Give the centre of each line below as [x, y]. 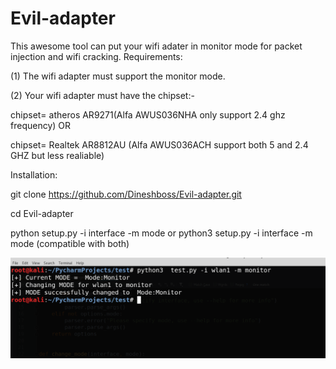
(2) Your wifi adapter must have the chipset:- [102, 95]
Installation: [34, 174]
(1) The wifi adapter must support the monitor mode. [118, 76]
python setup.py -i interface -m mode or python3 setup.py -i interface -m [161, 233]
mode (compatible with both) [70, 243]
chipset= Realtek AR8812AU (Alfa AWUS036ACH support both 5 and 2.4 [159, 144]
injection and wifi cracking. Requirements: [96, 56]
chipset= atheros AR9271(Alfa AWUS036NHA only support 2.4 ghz [148, 114]
